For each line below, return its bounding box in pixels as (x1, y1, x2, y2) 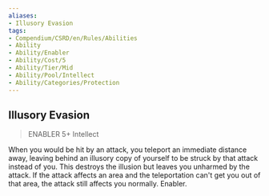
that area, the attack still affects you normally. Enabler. (8, 179, 187, 189)
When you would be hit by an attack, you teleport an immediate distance (8, 145, 247, 154)
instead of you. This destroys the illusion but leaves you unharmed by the (8, 162, 251, 172)
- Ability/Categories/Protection (8, 78, 120, 86)
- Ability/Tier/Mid (8, 64, 74, 72)
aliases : (8, 11, 38, 20)
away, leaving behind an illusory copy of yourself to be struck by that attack (8, 154, 259, 163)
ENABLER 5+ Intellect (27, 130, 99, 139)
